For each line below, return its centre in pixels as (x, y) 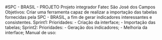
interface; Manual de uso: (31, 33)
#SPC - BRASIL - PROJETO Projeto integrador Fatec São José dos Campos (80, 7)
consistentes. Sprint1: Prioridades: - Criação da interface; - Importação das (80, 22)
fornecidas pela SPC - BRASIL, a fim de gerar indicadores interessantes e (79, 17)
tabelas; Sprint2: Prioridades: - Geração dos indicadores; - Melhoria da (76, 27)
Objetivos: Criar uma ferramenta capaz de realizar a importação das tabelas (81, 12)
